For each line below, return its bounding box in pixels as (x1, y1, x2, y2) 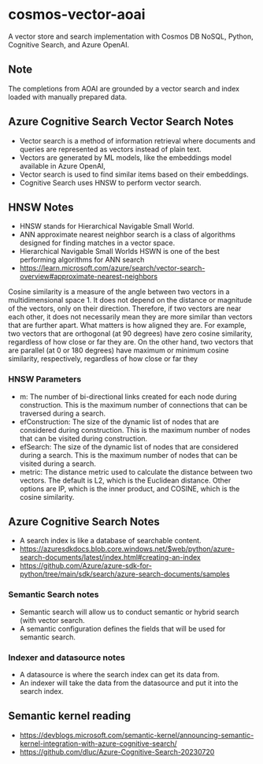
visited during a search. (19, 459, 97, 468)
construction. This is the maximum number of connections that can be (19, 400, 248, 409)
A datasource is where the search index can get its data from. (19, 670, 220, 680)
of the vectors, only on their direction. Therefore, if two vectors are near (8, 304, 242, 313)
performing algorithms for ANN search (19, 255, 145, 265)
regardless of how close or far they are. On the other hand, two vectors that (8, 337, 254, 347)
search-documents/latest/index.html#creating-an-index (19, 553, 201, 562)
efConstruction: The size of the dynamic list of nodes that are (19, 416, 219, 427)
